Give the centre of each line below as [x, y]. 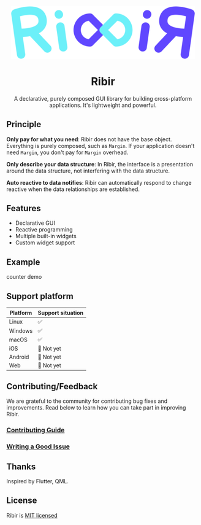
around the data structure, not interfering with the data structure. [88, 171]
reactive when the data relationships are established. [73, 189]
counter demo [24, 277]
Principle [24, 124]
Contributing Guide [36, 430]
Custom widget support [45, 243]
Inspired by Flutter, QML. [37, 481]
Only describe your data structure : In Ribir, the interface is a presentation [100, 164]
